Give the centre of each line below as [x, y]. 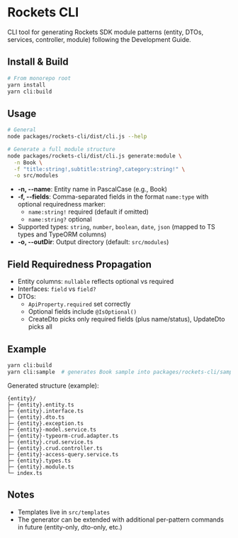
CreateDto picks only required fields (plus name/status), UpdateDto [126, 319]
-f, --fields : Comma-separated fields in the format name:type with [113, 197]
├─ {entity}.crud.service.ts [50, 442]
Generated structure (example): [53, 385]
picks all [40, 326]
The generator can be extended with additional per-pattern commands [121, 520]
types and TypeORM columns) [62, 234]
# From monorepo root [39, 78]
